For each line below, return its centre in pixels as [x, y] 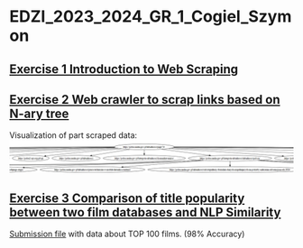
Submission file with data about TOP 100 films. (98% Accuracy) [127, 234]
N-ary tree [39, 113]
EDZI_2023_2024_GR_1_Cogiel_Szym [151, 17]
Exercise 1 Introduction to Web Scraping [124, 69]
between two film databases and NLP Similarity [145, 212]
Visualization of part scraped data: [73, 135]
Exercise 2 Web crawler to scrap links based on [145, 100]
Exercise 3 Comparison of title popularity [127, 198]
